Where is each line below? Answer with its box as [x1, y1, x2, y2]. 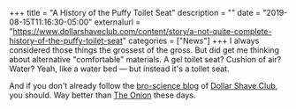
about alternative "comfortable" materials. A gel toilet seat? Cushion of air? [9, 54, 282, 64]
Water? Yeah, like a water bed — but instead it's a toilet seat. [9, 63, 230, 74]
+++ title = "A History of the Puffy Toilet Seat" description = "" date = [9, 8, 262, 18]
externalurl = [94, 17, 141, 27]
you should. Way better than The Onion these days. [9, 90, 196, 100]
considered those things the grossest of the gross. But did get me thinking [9, 45, 280, 55]
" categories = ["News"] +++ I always [122, 35, 260, 46]
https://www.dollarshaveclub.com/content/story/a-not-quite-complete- [12, 26, 272, 36]
